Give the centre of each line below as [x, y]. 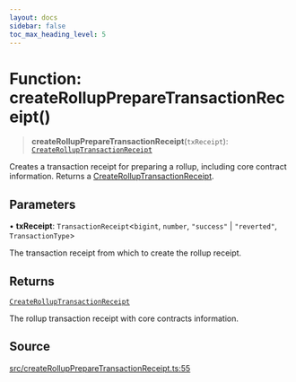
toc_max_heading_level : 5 [57, 34]
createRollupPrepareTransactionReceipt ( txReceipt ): [130, 142]
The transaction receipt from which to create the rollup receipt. [126, 253]
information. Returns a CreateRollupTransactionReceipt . [112, 177]
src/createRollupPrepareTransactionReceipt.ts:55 [100, 368]
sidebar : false [38, 26]
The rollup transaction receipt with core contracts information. [124, 318]
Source [30, 347]
